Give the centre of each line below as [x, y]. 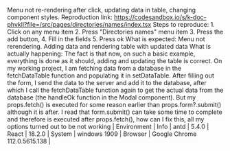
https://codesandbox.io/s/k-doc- [161, 17]
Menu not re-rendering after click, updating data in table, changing [102, 10]
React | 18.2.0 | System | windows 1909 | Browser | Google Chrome [102, 134]
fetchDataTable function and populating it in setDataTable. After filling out [111, 75]
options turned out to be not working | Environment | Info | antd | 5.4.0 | [108, 127]
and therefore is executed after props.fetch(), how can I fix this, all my [106, 119]
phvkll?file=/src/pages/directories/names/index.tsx [79, 24]
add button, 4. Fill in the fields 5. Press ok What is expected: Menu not [106, 39]
